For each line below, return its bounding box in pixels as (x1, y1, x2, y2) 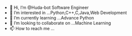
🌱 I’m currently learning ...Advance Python (9, 15, 94, 20)
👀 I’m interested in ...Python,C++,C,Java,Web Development (9, 10, 127, 16)
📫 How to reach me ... (9, 26, 55, 31)
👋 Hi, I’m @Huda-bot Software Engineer (9, 5, 89, 10)
